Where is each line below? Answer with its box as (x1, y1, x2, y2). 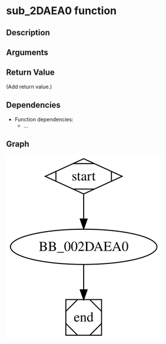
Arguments (6, 47, 49, 57)
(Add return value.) (6, 83, 52, 90)
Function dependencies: (14, 116, 74, 123)
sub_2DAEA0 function (6, 4, 117, 18)
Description (6, 28, 50, 38)
